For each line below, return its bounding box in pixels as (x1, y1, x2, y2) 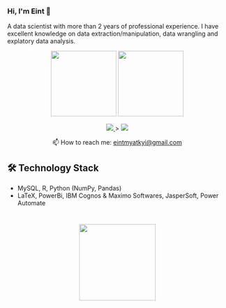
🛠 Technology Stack (7, 162, 99, 174)
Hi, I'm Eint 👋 (7, 6, 51, 16)
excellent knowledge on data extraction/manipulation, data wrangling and (7, 29, 218, 38)
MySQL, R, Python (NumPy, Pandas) (17, 184, 122, 193)
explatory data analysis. (7, 37, 75, 45)
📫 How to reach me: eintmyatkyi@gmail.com (52, 138, 183, 147)
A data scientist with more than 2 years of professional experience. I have (7, 22, 219, 31)
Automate (17, 199, 46, 207)
